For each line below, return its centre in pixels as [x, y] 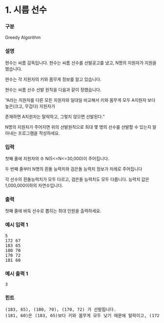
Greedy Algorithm [23, 38]
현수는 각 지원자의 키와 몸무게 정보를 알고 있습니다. [53, 79]
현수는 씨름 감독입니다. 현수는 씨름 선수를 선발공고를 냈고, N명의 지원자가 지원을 [81, 63]
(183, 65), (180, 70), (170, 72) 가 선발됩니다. [61, 310]
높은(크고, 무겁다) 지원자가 [30, 106]
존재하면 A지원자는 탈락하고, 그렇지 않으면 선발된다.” [55, 116]
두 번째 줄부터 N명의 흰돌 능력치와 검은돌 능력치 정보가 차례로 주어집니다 [74, 169]
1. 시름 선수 [26, 10]
